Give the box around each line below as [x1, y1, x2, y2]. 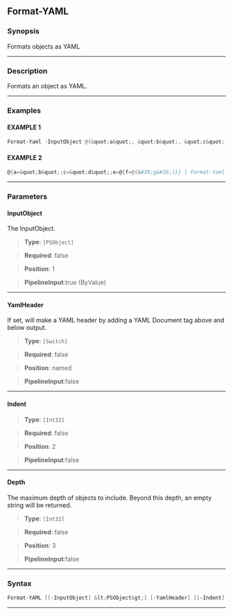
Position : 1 [24, 265, 55, 273]
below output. [7, 323, 47, 332]
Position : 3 [24, 541, 56, 550]
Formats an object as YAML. [7, 81, 88, 90]
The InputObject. [7, 224, 55, 233]
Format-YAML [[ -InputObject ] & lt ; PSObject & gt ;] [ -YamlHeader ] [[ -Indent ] [7, 594, 225, 602]
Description [7, 66, 48, 76]
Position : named [24, 364, 72, 372]
